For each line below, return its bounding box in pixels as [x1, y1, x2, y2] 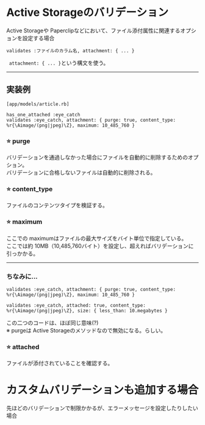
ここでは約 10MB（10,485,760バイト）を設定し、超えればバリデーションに [6, 242, 194, 250]
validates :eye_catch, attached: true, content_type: [6, 302, 146, 308]
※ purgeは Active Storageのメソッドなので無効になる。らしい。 [6, 326, 167, 334]
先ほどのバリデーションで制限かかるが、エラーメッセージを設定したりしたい [6, 404, 198, 412]
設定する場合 [22, 34, 55, 41]
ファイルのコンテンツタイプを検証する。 [6, 202, 108, 209]
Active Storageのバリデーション [6, 5, 169, 19]
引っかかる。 [6, 250, 38, 257]
